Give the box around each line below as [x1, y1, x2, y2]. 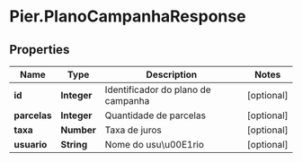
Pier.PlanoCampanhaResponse [9, 6, 246, 27]
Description [146, 69, 198, 81]
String [60, 139, 88, 150]
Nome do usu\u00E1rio [104, 139, 205, 150]
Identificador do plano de [104, 83, 211, 96]
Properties [9, 42, 70, 57]
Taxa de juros [104, 124, 162, 136]
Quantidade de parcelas [104, 109, 207, 122]
